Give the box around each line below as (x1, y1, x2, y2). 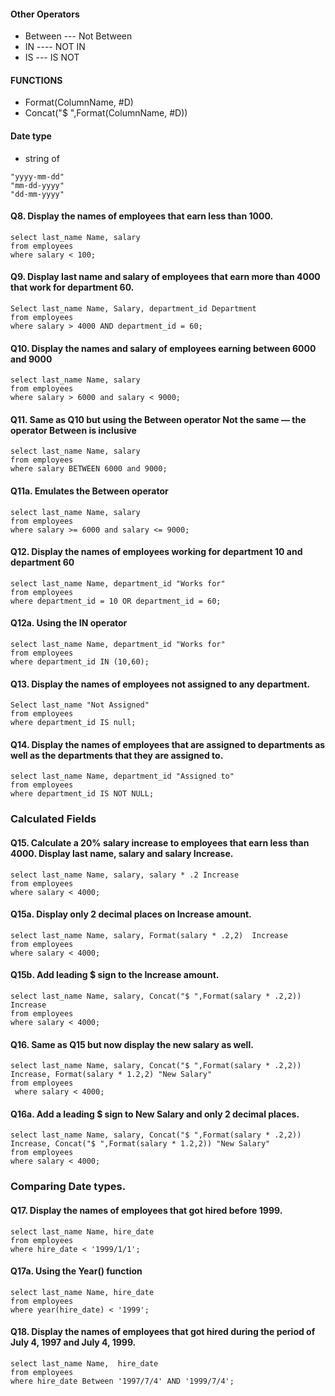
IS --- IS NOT (24, 51, 80, 64)
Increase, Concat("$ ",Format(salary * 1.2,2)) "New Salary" (10, 1139, 271, 1149)
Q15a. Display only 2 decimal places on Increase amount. (10, 908, 252, 920)
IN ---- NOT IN (24, 41, 86, 53)
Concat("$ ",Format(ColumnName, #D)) (24, 107, 188, 119)
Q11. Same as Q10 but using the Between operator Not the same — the (10, 413, 307, 425)
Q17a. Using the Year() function (10, 1265, 143, 1277)
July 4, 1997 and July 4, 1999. (10, 1336, 137, 1349)
